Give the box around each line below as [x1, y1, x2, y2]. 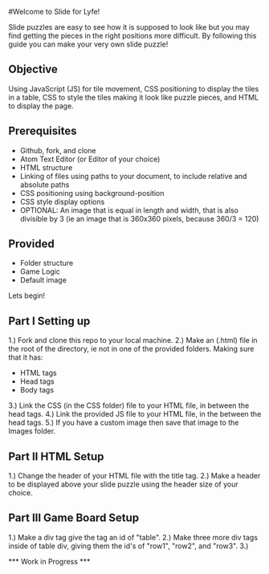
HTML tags [19, 368, 58, 378]
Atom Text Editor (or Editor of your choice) [19, 154, 161, 164]
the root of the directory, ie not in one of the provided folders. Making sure [8, 344, 255, 354]
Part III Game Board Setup [8, 511, 140, 525]
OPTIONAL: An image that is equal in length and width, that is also [19, 205, 239, 215]
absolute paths [19, 180, 70, 189]
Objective [8, 63, 59, 76]
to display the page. [8, 100, 74, 111]
